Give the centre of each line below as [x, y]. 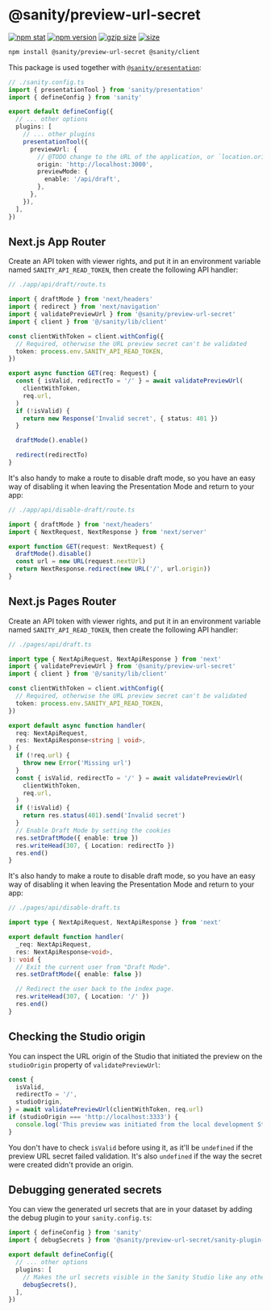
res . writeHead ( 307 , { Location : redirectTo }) [95, 845]
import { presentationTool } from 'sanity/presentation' [106, 90]
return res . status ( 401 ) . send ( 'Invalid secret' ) [104, 816]
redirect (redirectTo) [52, 455]
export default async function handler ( [77, 725]
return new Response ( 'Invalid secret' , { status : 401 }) [121, 418]
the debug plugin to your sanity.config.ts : [80, 1218]
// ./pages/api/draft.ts [50, 644]
